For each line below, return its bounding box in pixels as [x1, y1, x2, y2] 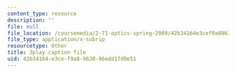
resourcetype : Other [7, 42, 68, 49]
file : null [7, 23, 39, 30]
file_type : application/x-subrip [7, 36, 105, 43]
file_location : [7, 29, 52, 37]
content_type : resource [7, 10, 77, 17]
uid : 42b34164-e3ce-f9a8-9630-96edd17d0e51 [7, 56, 137, 63]
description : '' [7, 17, 55, 24]
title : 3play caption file [7, 49, 86, 56]
